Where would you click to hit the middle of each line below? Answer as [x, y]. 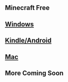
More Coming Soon [34, 73]
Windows [19, 24]
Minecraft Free [27, 8]
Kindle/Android [28, 41]
